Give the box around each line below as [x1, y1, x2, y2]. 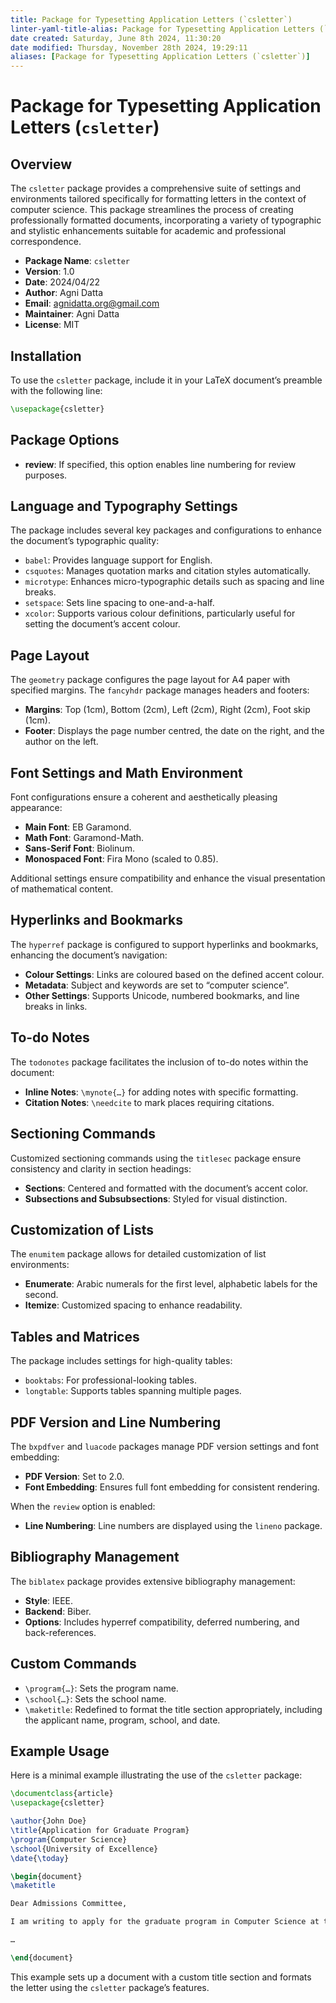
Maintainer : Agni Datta [24, 308, 120, 320]
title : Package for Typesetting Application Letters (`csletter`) [10, 14, 293, 25]
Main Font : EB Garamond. [24, 821, 132, 833]
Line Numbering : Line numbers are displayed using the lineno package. [24, 1519, 323, 1531]
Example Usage [10, 1742, 110, 1760]
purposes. [24, 469, 68, 481]
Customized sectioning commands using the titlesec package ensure [10, 1152, 302, 1164]
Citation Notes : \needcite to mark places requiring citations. [24, 1096, 275, 1108]
